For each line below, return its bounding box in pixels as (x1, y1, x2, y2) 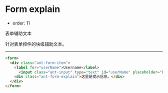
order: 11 (12, 20, 30, 26)
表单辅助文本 (5, 30, 31, 36)
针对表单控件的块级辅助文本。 (5, 41, 66, 47)
